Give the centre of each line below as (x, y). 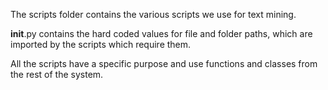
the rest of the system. (57, 74)
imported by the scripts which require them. (101, 44)
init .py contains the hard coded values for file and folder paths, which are (161, 33)
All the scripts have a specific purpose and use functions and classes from (164, 63)
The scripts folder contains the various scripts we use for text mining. (153, 14)
